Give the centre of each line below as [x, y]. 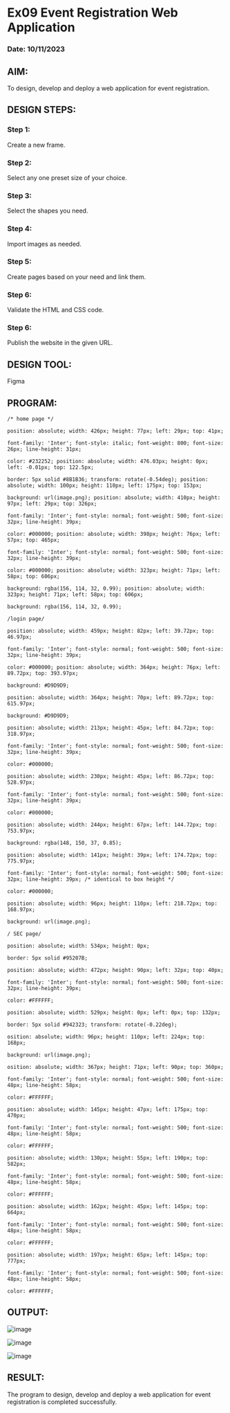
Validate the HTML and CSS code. [56, 310]
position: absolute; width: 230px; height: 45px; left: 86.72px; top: [111, 777]
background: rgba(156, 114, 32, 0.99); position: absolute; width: [106, 589]
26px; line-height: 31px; [44, 449]
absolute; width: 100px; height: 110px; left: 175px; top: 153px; [105, 486]
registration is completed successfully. [62, 1402]
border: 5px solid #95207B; [48, 958]
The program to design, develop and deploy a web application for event [109, 1394]
